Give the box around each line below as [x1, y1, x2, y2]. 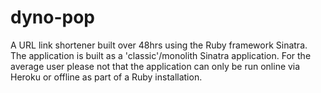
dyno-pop [10, 6, 95, 29]
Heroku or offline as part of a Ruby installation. [10, 71, 203, 83]
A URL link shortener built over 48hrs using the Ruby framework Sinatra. [10, 39, 308, 51]
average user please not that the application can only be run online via [10, 60, 301, 72]
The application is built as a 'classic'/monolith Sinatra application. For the [10, 49, 312, 61]
